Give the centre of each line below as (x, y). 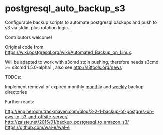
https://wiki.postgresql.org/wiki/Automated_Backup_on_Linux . (69, 52)
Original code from (24, 47)
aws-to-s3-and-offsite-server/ (37, 116)
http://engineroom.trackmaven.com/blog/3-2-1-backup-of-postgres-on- (80, 111)
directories (16, 92)
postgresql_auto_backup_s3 (65, 9)
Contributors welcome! (29, 37)
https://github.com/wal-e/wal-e (37, 127)
